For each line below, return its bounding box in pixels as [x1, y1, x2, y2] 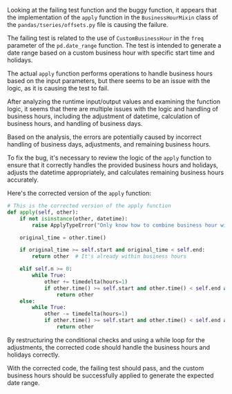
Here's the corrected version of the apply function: [7, 189, 152, 197]
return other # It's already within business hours [32, 253, 187, 260]
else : [19, 297, 36, 305]
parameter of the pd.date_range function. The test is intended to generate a [7, 41, 222, 49]
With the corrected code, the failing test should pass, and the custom [7, 364, 204, 372]
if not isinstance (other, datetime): [19, 215, 128, 222]
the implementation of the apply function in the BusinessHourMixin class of [7, 13, 219, 21]
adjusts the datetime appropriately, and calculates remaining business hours [7, 169, 224, 176]
